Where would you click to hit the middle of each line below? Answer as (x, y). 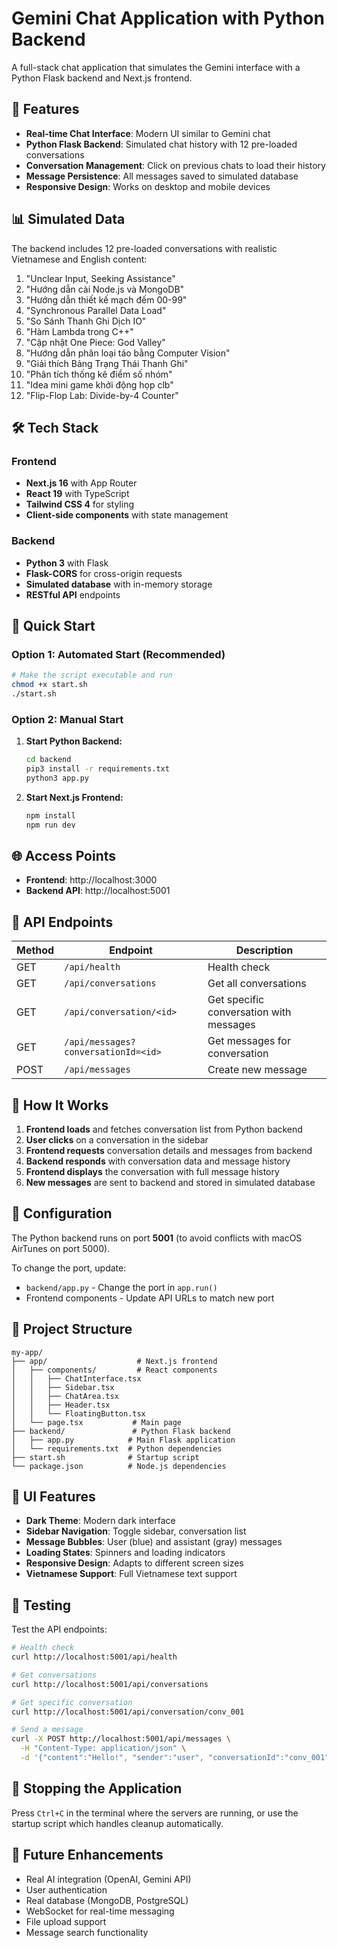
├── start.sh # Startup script (105, 1457)
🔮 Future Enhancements (87, 1855)
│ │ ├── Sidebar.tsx (63, 1387)
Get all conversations (257, 984)
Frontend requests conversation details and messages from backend (169, 1150)
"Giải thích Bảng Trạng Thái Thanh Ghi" (107, 363)
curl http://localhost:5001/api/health (94, 1657)
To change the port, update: (69, 1268)
